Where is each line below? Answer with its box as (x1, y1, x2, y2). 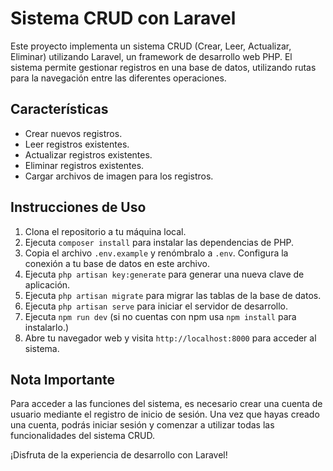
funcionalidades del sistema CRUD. (10, 430, 155, 442)
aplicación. (24, 278, 71, 291)
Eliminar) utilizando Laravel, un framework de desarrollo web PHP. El (10, 50, 293, 62)
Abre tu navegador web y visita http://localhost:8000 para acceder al (24, 332, 317, 344)
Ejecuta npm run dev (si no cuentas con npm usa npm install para (24, 310, 297, 322)
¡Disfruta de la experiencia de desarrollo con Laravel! (10, 449, 228, 461)
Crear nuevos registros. (24, 127, 123, 139)
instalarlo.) (24, 321, 70, 333)
